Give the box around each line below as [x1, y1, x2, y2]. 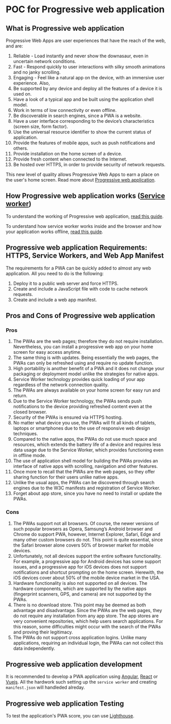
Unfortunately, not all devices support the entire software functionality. [13, 553, 162, 559]
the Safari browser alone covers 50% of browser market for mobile [13, 542, 154, 548]
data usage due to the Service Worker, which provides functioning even [13, 447, 164, 453]
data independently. [13, 645, 55, 651]
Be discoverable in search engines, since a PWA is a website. [13, 112, 142, 119]
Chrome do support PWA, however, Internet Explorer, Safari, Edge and [13, 531, 161, 537]
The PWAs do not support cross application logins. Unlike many [13, 634, 147, 640]
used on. [13, 91, 32, 97]
